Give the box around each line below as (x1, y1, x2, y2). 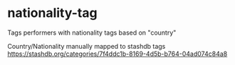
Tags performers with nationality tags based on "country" (7, 28, 177, 37)
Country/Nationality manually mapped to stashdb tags (7, 42, 166, 50)
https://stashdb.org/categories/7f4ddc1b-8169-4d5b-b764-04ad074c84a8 (7, 49, 228, 58)
